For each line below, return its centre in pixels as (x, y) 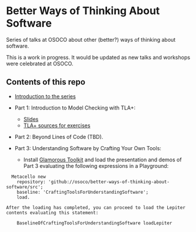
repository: (31, 182)
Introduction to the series (45, 96)
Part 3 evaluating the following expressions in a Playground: (96, 165)
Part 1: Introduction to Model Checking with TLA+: (75, 108)
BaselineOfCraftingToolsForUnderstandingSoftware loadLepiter (94, 223)
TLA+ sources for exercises (57, 125)
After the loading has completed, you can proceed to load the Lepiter (96, 207)
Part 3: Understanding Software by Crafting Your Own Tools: (88, 148)
